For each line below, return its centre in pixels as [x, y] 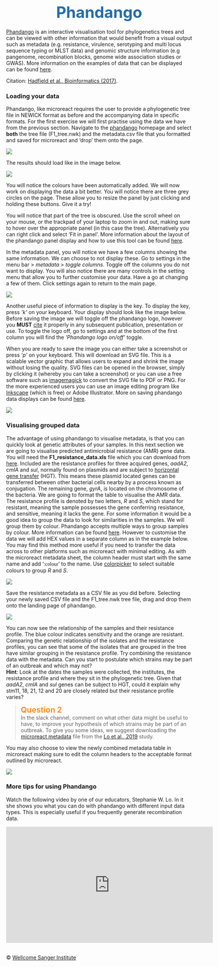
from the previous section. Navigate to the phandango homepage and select [99, 128]
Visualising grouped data [43, 426]
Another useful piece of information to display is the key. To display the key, [98, 306]
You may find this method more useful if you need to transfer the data [91, 545]
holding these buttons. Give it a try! [49, 204]
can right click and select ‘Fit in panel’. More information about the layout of [98, 234]
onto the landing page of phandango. [51, 605]
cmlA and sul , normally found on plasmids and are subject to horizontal [92, 469]
